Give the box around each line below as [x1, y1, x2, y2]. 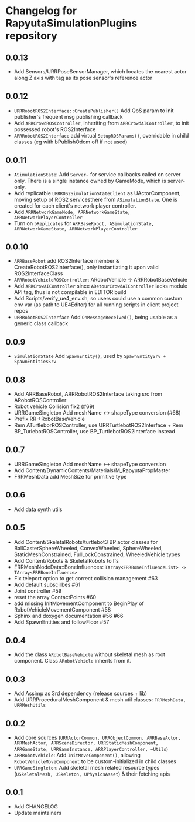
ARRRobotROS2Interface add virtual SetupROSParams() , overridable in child [13, 132, 189, 139]
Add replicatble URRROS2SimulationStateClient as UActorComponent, [13, 189, 181, 196]
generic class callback [13, 320, 69, 327]
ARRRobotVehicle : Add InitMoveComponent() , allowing [13, 751, 141, 758]
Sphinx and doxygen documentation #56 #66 [13, 612, 124, 619]
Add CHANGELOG [13, 803, 58, 810]
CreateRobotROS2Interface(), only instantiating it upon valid [13, 263, 159, 271]
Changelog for [5, 4, 77, 18]
